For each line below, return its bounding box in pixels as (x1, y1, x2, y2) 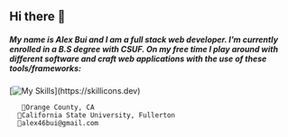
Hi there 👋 (9, 9, 66, 24)
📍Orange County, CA (21, 103, 95, 113)
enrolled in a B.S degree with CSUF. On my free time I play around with (9, 43, 278, 54)
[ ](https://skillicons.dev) (9, 86, 141, 96)
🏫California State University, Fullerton (17, 111, 176, 120)
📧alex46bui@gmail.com (17, 119, 99, 128)
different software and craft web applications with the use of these (9, 53, 267, 64)
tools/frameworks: (9, 62, 81, 73)
